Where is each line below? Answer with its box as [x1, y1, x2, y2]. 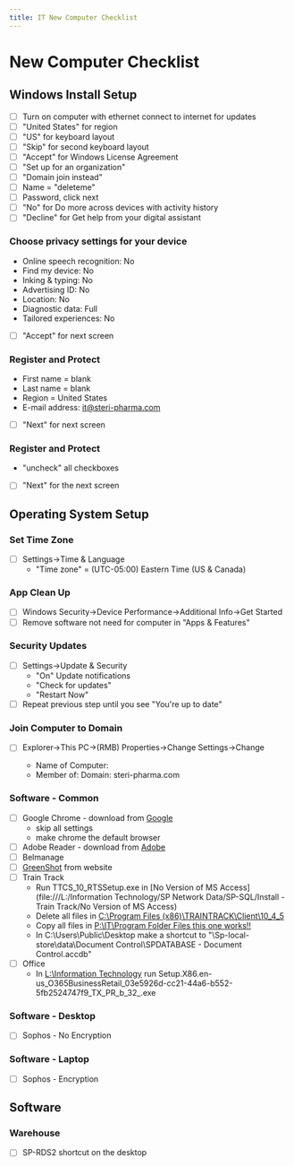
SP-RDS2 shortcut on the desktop [21, 1147, 147, 1158]
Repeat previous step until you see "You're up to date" [21, 698, 223, 709]
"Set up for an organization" [21, 161, 126, 172]
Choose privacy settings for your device [9, 235, 188, 247]
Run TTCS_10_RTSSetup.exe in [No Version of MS [35, 882, 218, 893]
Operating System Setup [9, 506, 149, 522]
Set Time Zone [9, 533, 74, 546]
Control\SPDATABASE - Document [115, 938, 243, 950]
